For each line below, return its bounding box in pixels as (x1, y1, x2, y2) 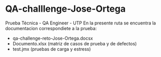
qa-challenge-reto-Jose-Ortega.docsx (12, 35, 93, 41)
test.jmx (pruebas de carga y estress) (12, 46, 91, 52)
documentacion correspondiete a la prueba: (5, 25, 97, 31)
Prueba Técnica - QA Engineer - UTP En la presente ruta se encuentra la (5, 20, 156, 26)
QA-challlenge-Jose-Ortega (5, 3, 126, 15)
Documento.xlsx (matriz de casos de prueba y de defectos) (12, 40, 137, 46)
